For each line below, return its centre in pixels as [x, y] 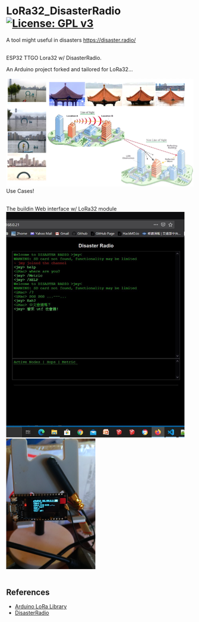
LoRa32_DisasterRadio [64, 11]
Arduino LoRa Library [41, 607]
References [28, 592]
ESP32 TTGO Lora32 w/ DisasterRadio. [54, 58]
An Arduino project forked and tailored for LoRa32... [70, 69]
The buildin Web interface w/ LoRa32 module [61, 208]
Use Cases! [20, 191]
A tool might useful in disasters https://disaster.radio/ [71, 40]
